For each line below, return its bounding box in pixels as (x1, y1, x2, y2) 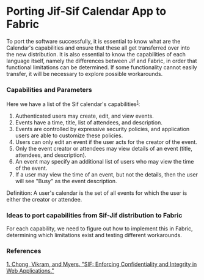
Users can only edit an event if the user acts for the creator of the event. (15, 138, 197, 145)
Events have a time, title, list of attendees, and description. (15, 118, 163, 126)
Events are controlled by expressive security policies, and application (15, 125, 190, 132)
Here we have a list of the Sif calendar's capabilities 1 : (6, 99, 140, 108)
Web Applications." (6, 267, 54, 274)
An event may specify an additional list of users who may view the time (15, 157, 194, 165)
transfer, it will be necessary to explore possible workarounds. (6, 70, 163, 77)
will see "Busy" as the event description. (15, 177, 117, 184)
